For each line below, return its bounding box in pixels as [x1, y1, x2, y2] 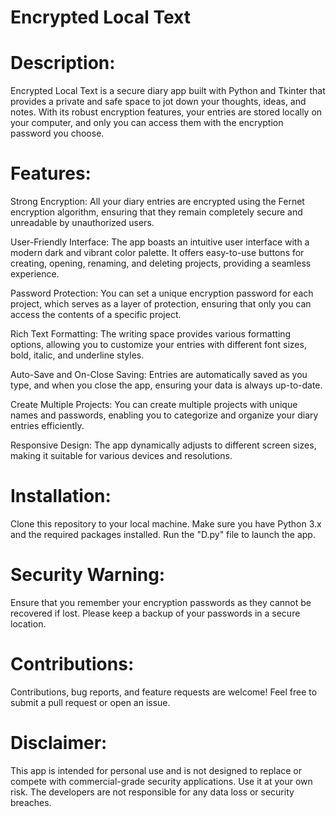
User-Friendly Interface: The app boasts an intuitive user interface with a [10, 236, 310, 248]
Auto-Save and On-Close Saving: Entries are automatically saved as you [10, 369, 308, 381]
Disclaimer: [10, 732, 108, 755]
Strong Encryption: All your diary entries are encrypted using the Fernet [10, 196, 305, 208]
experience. [10, 268, 60, 280]
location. [10, 617, 47, 630]
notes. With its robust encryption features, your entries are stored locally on [10, 106, 323, 118]
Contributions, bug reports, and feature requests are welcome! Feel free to [10, 686, 318, 698]
